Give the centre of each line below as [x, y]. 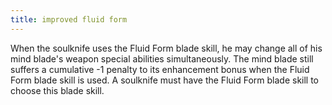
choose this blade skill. [57, 90]
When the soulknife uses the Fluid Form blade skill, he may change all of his [166, 48]
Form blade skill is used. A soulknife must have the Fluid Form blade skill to [165, 80]
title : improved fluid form [69, 19]
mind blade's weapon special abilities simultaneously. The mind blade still [162, 58]
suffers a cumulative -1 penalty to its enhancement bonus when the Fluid [160, 69]
